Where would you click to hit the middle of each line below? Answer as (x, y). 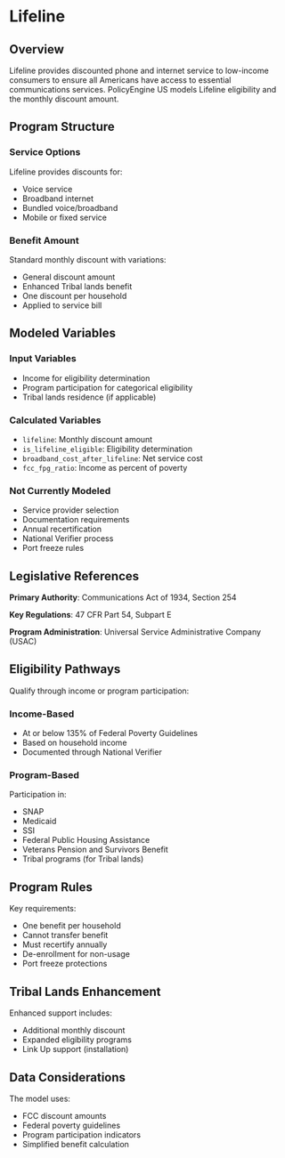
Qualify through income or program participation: (99, 691)
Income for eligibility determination (86, 378)
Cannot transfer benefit (65, 935)
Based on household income (74, 743)
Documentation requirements (76, 520)
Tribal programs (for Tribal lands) (83, 859)
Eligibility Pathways (65, 669)
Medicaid (39, 822)
